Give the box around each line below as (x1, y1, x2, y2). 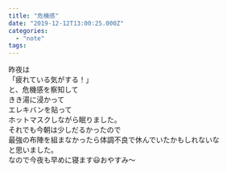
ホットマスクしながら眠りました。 (8, 115, 122, 125)
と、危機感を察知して (8, 85, 79, 95)
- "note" (15, 34, 45, 43)
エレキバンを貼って (8, 105, 72, 115)
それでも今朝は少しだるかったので (8, 125, 122, 135)
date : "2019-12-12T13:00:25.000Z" (8, 19, 125, 27)
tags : (8, 42, 27, 50)
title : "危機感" (8, 11, 60, 20)
